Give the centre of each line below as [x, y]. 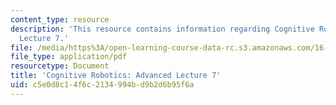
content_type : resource [60, 19]
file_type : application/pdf [69, 57]
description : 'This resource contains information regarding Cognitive [162, 29]
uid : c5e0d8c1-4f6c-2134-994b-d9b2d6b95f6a [102, 85]
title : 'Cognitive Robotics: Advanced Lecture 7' [116, 76]
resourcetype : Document [60, 66]
